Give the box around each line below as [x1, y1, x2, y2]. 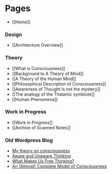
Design [5, 31, 22, 38]
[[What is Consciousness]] [12, 65, 65, 71]
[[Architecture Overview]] [12, 42, 63, 48]
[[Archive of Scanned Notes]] [12, 124, 71, 130]
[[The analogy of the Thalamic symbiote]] [12, 91, 95, 97]
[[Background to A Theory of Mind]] [12, 70, 84, 76]
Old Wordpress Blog [5, 137, 53, 143]
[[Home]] [12, 19, 30, 25]
